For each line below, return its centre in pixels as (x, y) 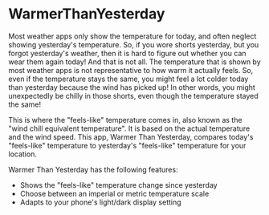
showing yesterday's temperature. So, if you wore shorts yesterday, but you (134, 44)
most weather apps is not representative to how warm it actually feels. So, (131, 70)
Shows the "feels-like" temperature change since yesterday (119, 185)
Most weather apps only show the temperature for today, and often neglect (132, 36)
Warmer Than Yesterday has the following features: (93, 169)
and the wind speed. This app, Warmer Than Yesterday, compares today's (131, 136)
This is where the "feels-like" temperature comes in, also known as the (125, 120)
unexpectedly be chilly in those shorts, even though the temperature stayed (133, 95)
